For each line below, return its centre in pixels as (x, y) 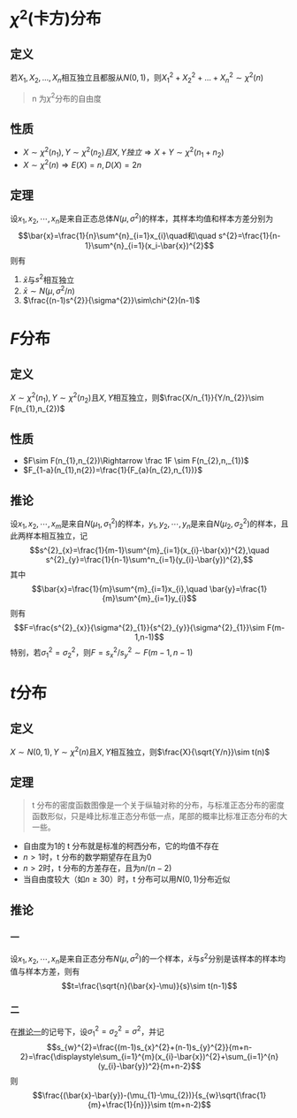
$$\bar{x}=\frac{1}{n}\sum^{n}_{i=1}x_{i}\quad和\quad (118, 235)
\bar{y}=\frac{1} (239, 589)
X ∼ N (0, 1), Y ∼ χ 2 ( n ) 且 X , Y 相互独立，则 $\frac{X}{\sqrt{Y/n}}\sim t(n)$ (140, 751)
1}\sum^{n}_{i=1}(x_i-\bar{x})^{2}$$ (149, 245)
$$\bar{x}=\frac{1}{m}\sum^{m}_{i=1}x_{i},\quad (120, 589)
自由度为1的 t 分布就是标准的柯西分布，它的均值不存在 (121, 846)
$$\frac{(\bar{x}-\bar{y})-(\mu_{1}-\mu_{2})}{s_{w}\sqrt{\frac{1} (149, 1095)
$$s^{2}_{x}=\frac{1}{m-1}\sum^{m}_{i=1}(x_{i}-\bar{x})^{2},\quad (149, 550)
